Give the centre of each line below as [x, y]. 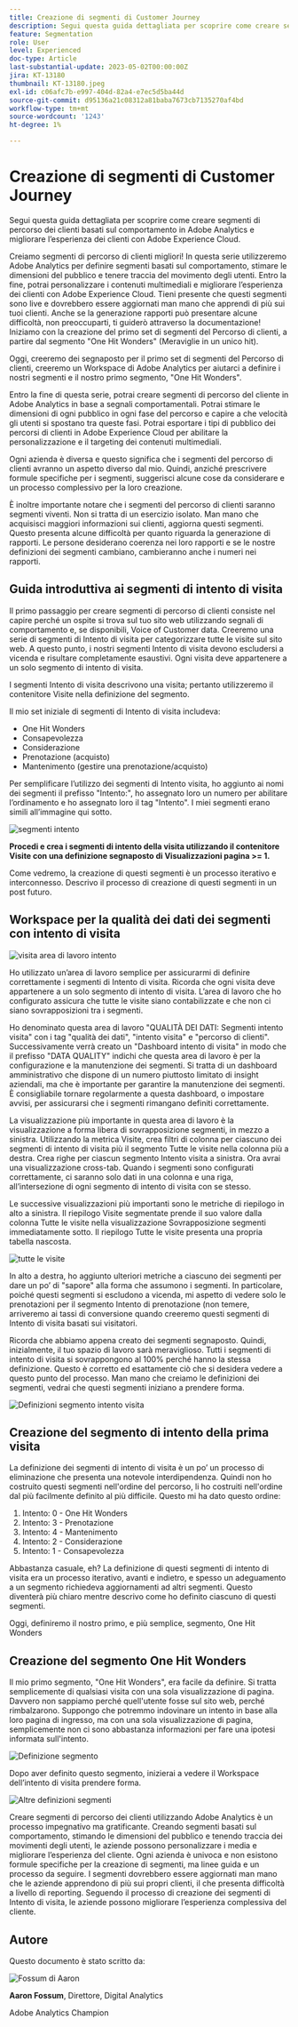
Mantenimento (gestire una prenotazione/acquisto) [115, 766]
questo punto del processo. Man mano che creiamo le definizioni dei [134, 1378]
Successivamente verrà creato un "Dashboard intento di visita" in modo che [148, 1046]
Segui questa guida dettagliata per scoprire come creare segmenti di [135, 220]
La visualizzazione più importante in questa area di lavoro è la [122, 1120]
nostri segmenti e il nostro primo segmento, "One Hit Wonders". [125, 377]
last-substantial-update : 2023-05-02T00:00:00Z [99, 68]
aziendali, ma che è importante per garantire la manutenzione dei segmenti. [147, 1084]
